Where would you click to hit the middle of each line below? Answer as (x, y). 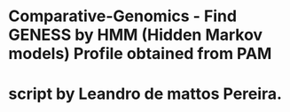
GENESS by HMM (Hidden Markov (136, 35)
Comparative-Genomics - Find (122, 16)
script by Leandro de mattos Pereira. (145, 94)
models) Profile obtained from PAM (140, 54)
